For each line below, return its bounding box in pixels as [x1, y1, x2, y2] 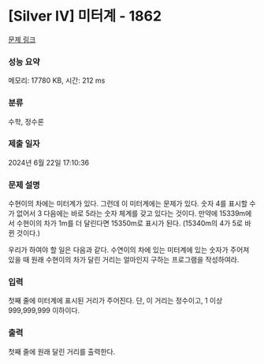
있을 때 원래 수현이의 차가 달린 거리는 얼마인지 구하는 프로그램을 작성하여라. [8, 255, 240, 265]
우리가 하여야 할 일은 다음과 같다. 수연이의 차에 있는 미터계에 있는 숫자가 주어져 [8, 245, 250, 254]
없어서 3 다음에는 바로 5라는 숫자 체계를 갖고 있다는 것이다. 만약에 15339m [16, 209, 246, 218]
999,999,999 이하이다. [8, 306, 80, 315]
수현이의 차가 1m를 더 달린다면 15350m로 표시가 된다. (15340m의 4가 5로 [16, 218, 243, 228]
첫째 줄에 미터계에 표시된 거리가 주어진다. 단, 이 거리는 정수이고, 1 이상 [8, 296, 223, 306]
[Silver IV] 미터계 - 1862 [8, 7, 162, 25]
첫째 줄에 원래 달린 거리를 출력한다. [8, 347, 116, 356]
